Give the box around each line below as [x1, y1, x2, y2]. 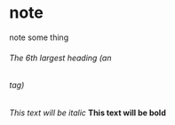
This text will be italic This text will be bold [9, 107, 166, 118]
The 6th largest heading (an [9, 52, 112, 63]
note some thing [9, 32, 69, 43]
